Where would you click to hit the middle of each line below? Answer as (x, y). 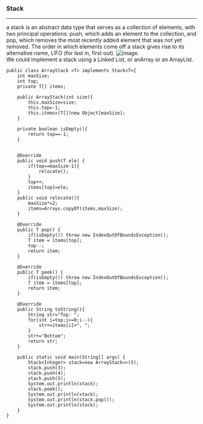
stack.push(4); (47, 373)
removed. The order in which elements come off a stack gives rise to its (95, 47)
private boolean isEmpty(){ (52, 129)
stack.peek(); (46, 389)
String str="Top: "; (54, 315)
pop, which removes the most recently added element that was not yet (94, 40)
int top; (28, 81)
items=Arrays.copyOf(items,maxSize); (75, 209)
